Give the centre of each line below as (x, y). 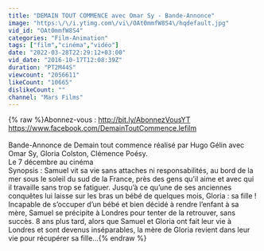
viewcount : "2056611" (44, 75)
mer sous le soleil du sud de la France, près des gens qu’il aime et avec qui (131, 179)
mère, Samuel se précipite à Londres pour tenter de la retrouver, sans (122, 213)
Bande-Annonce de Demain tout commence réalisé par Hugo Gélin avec (126, 145)
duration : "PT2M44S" (43, 68)
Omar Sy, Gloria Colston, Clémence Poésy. (78, 154)
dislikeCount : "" (37, 90)
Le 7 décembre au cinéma (51, 162)
